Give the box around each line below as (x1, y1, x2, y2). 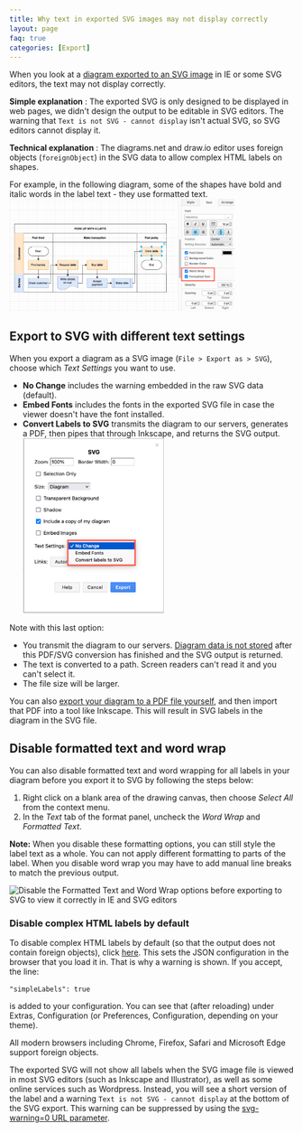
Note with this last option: (9, 622, 105, 632)
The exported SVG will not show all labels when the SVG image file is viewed (9, 1064, 294, 1075)
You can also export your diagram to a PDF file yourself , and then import (9, 696, 278, 706)
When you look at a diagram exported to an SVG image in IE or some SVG (9, 69, 282, 80)
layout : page (9, 23, 59, 33)
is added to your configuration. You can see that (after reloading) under (9, 1001, 275, 1012)
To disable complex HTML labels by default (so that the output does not (9, 938, 276, 949)
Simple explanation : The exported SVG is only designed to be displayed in (9, 96, 288, 108)
